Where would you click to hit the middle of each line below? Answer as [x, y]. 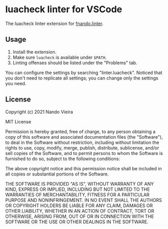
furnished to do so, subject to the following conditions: [63, 159]
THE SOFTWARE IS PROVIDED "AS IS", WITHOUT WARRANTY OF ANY [80, 184]
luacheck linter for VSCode [64, 9]
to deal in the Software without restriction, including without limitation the [82, 142]
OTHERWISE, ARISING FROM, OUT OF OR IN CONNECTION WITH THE [80, 216]
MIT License [18, 121]
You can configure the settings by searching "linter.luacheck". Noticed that [84, 72]
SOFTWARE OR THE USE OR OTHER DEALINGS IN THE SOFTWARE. [77, 222]
